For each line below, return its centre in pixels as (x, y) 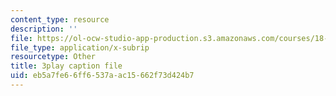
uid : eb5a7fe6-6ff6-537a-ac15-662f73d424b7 (102, 76)
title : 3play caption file (66, 66)
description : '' (44, 29)
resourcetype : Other (53, 57)
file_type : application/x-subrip (80, 47)
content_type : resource (60, 19)
